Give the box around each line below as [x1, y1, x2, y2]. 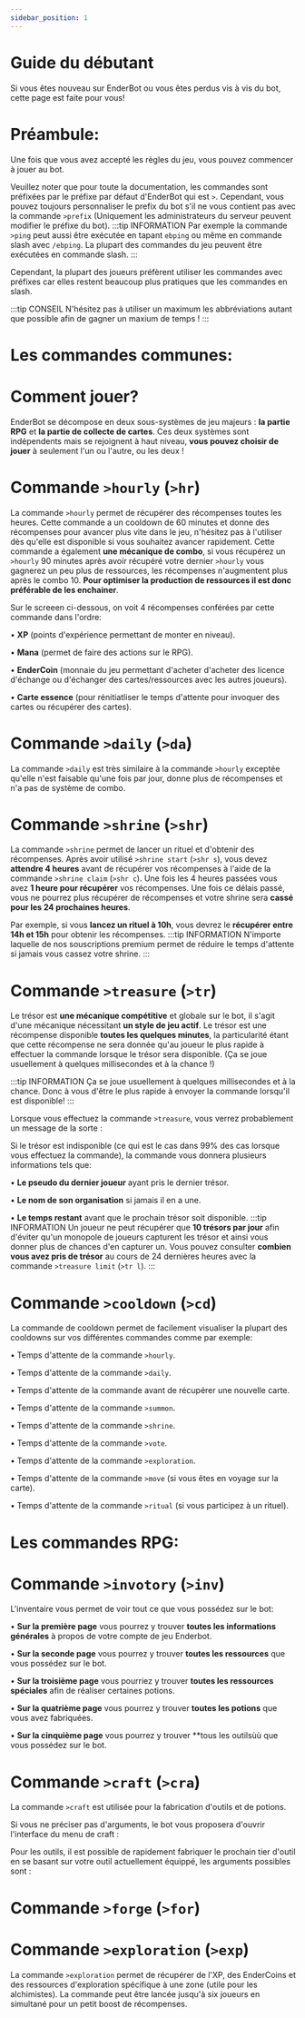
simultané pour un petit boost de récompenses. [10, 1998, 188, 2009]
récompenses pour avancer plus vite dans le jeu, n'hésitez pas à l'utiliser [10, 526, 282, 537]
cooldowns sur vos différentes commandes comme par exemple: [10, 1332, 253, 1343]
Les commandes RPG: [10, 1532, 180, 1553]
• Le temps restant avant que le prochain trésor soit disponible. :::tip [10, 1212, 267, 1223]
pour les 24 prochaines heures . [10, 902, 131, 913]
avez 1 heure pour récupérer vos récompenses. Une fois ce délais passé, [10, 883, 285, 894]
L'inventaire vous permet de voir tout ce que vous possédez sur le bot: [10, 1604, 274, 1615]
